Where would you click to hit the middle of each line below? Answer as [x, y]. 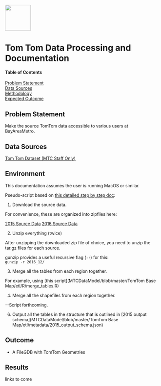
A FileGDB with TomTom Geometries [49, 352]
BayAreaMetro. [20, 131]
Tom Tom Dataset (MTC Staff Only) [40, 158]
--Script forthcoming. [27, 305]
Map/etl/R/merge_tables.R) [32, 286]
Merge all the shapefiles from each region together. [64, 295]
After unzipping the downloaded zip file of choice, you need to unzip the [78, 242]
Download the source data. [39, 205]
